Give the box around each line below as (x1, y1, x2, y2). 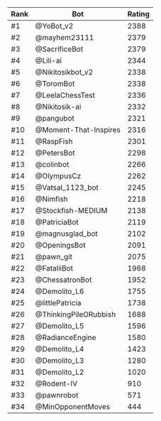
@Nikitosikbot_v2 (35, 67, 94, 77)
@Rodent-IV (35, 379, 78, 388)
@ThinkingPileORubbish (35, 310, 116, 319)
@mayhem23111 (35, 33, 94, 42)
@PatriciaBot (35, 217, 79, 226)
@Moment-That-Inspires (35, 125, 121, 134)
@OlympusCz (35, 171, 82, 180)
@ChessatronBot (35, 275, 92, 285)
